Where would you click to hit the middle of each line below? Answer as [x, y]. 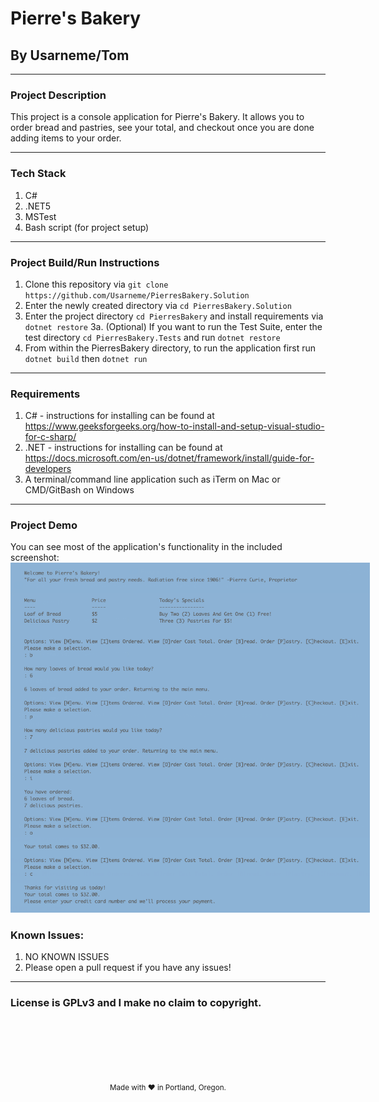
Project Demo [44, 525]
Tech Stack [38, 174]
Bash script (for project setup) [87, 227]
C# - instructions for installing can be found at [119, 416]
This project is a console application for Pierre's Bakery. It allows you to [157, 117]
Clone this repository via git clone [96, 284]
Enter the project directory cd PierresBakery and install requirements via [174, 316]
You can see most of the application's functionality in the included [146, 547]
